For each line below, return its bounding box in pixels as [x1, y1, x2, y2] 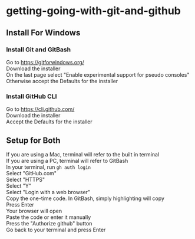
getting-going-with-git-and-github [6, 4, 181, 18]
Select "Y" [6, 182, 31, 189]
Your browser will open [6, 207, 62, 214]
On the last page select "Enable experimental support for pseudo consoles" [6, 71, 190, 78]
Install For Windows [6, 28, 81, 38]
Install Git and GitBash [6, 45, 71, 54]
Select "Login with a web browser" [6, 188, 91, 195]
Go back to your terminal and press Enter [6, 226, 106, 233]
